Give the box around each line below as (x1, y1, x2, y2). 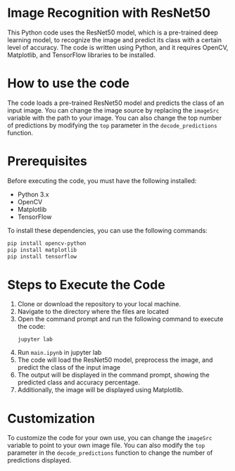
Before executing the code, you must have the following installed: (7, 176, 197, 184)
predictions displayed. (7, 456, 72, 465)
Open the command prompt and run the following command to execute (17, 315, 224, 323)
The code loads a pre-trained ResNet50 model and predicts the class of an (7, 99, 224, 107)
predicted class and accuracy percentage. (17, 378, 141, 387)
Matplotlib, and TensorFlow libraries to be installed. (7, 51, 156, 59)
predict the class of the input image (17, 363, 121, 372)
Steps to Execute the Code (7, 277, 165, 293)
